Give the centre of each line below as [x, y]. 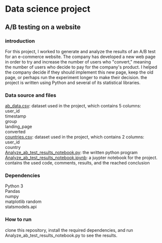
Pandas [13, 191]
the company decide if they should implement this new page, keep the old [79, 72]
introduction [20, 41]
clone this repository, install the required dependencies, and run [69, 230]
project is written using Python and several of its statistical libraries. [73, 82]
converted [15, 132]
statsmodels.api [21, 207]
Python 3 [14, 186]
